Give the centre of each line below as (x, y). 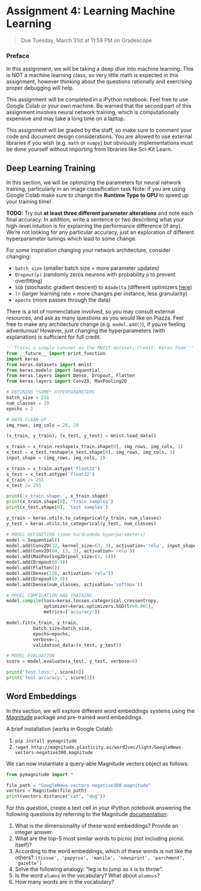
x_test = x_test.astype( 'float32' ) (51, 474)
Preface (18, 56)
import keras (22, 359)
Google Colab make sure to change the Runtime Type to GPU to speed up (98, 195)
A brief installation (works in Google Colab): (60, 729)
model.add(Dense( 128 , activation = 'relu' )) (60, 573)
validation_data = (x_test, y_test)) (77, 645)
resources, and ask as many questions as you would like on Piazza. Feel (95, 318)
